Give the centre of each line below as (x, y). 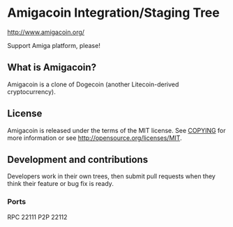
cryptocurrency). (31, 91)
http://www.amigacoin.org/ (46, 32)
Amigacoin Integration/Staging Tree (113, 13)
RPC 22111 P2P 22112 (37, 217)
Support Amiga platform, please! (54, 45)
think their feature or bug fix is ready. (60, 184)
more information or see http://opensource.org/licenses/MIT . (95, 138)
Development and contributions (78, 159)
